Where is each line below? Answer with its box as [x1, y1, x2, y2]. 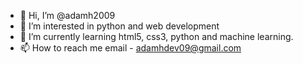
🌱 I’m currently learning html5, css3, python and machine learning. [19, 31, 294, 42]
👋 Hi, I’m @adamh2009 [19, 10, 116, 21]
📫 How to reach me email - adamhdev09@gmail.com [19, 42, 242, 54]
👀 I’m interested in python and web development [19, 20, 220, 32]
